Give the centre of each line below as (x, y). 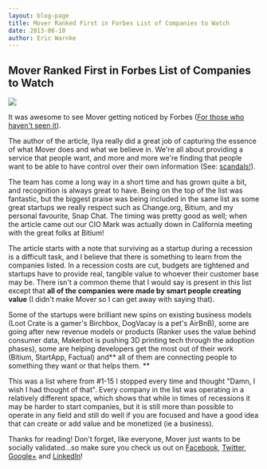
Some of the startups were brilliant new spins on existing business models (130, 315)
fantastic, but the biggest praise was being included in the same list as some (134, 199)
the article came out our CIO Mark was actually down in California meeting (130, 225)
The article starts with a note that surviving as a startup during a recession (130, 248)
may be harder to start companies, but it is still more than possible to (121, 407)
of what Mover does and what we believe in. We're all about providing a (126, 149)
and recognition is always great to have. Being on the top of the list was (126, 191)
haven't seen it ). (35, 125)
